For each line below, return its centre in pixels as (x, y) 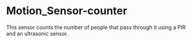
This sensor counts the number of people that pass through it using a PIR (96, 27)
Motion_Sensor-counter (67, 11)
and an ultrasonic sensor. (37, 33)
